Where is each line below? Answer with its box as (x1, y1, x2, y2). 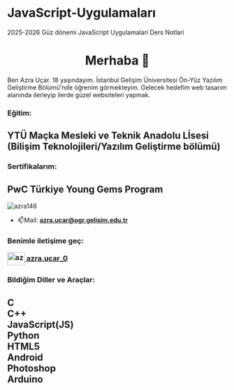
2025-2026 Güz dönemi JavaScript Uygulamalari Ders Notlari (7, 28, 184, 36)
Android (7, 351, 43, 363)
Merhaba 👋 (85, 53, 150, 69)
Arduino (7, 373, 43, 385)
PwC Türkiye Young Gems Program (7, 183, 163, 195)
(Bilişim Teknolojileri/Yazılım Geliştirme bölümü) (7, 141, 221, 153)
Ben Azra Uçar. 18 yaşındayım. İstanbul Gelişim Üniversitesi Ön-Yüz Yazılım (7, 76, 223, 84)
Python (7, 329, 40, 341)
